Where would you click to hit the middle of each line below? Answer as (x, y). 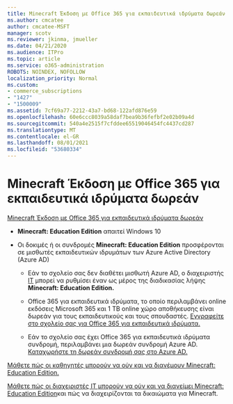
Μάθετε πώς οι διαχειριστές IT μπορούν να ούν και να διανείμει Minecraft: (116, 386)
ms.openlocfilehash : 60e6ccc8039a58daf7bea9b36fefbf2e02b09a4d (101, 117)
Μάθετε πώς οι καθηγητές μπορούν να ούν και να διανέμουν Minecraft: (111, 365)
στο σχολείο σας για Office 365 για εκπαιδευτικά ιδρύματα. (114, 323)
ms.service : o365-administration (56, 65)
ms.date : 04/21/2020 (37, 46)
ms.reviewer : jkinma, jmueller (53, 40)
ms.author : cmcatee (35, 20)
